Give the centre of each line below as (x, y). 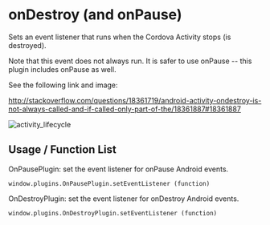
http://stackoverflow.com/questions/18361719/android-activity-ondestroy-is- (135, 100)
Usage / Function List (62, 150)
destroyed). (27, 45)
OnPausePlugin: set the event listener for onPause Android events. (119, 169)
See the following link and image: (63, 85)
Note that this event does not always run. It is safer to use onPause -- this (130, 61)
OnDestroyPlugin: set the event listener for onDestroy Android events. (124, 199)
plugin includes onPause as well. (62, 69)
